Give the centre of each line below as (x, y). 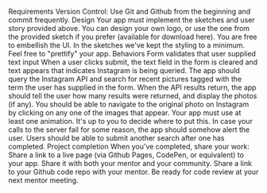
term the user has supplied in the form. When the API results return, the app (132, 87)
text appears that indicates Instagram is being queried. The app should (124, 70)
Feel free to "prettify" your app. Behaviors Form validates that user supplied (132, 54)
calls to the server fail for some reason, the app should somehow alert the (129, 129)
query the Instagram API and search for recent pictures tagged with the (125, 79)
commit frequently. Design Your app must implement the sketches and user (132, 20)
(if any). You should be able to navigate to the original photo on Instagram (129, 104)
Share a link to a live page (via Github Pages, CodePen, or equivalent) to (126, 155)
